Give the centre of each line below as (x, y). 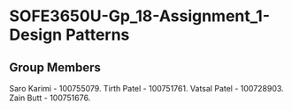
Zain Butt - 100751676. (50, 98)
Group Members (55, 67)
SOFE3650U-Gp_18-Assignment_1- (139, 16)
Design (36, 35)
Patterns (97, 35)
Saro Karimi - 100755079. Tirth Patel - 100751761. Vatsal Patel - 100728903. (147, 88)
